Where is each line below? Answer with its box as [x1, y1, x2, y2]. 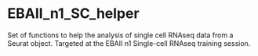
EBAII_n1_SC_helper [7, 5, 140, 23]
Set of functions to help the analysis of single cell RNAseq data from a [7, 30, 234, 40]
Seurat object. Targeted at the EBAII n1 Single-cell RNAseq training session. [7, 38, 251, 47]
